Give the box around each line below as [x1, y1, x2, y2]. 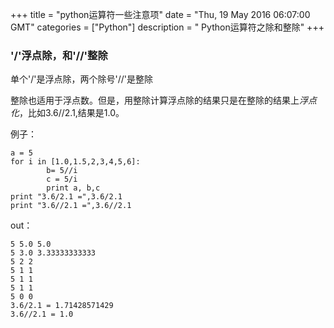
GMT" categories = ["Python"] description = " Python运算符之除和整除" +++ [10, 21, 325, 33]
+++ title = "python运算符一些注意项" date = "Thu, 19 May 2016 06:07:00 [10, 9, 311, 20]
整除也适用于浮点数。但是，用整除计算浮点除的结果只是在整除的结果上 [10, 94, 300, 107]
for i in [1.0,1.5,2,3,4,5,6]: [10, 157, 141, 167]
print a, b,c [46, 183, 101, 193]
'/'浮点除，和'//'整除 [10, 48, 108, 62]
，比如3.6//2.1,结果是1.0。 [19, 107, 125, 119]
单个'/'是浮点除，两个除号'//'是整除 [10, 73, 153, 85]
